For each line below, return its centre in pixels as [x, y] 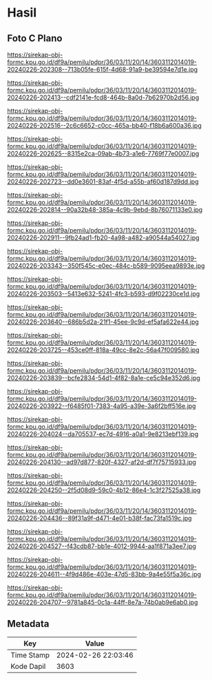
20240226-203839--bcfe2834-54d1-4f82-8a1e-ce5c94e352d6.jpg [104, 378]
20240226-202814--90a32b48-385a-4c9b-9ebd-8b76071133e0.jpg [105, 210]
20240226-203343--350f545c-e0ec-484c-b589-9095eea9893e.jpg [106, 266]
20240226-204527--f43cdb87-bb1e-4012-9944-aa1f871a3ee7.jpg [102, 546]
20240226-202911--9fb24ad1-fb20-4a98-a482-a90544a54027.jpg [103, 237]
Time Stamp [30, 655]
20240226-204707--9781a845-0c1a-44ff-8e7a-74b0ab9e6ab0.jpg [103, 602]
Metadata [28, 624]
